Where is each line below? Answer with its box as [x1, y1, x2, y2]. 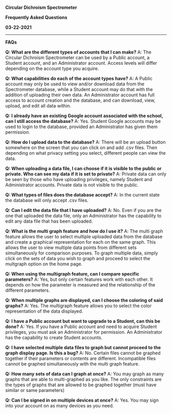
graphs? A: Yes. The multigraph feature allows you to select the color [5, 303, 152, 309]
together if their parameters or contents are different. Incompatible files [5, 355, 156, 362]
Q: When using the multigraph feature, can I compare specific [5, 271, 140, 277]
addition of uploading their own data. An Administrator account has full [5, 92, 155, 98]
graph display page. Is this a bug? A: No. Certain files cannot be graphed [5, 350, 161, 356]
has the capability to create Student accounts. [5, 334, 102, 340]
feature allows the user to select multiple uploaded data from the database [5, 233, 163, 240]
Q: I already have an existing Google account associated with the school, [5, 113, 163, 119]
